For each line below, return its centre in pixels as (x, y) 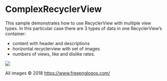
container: (16, 33)
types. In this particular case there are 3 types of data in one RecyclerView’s (84, 28)
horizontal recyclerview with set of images (56, 48)
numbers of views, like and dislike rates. (54, 54)
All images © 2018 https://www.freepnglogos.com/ (58, 73)
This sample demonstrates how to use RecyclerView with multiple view (78, 23)
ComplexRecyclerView (53, 9)
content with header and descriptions (51, 43)
